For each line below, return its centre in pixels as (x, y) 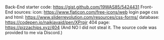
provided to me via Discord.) (34, 33)
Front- (147, 7)
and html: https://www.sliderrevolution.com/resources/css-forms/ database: (82, 17)
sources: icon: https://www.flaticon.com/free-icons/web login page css (86, 12)
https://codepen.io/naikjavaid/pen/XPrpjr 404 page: (57, 22)
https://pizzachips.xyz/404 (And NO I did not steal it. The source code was (81, 27)
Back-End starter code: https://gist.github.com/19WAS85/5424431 (72, 7)
